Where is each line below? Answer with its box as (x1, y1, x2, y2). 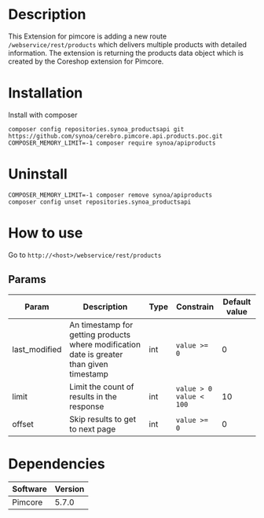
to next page (69, 423, 116, 434)
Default (222, 296, 251, 307)
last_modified (12, 343, 62, 355)
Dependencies (8, 454, 105, 472)
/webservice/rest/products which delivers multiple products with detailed (8, 39, 247, 49)
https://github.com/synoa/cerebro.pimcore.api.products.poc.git (8, 132, 223, 140)
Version (54, 483, 85, 494)
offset (12, 418, 34, 429)
